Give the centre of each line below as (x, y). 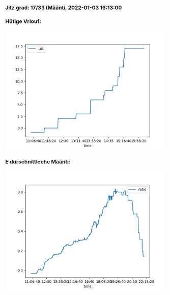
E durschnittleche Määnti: (38, 162)
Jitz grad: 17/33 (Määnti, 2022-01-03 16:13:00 (64, 8)
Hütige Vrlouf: (23, 21)
